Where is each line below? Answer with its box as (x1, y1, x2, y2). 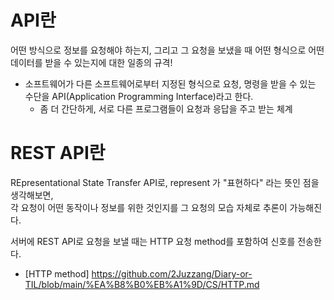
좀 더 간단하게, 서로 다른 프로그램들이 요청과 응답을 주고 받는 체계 (39, 102, 293, 115)
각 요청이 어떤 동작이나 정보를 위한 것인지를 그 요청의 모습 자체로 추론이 (10, 201, 288, 213)
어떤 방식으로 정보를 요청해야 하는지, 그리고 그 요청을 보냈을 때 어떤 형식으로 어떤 (10, 44, 325, 56)
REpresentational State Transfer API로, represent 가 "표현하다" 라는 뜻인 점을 (10, 176, 320, 188)
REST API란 (10, 142, 106, 165)
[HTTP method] (24, 267, 90, 280)
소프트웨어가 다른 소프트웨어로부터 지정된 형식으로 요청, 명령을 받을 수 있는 (24, 77, 317, 90)
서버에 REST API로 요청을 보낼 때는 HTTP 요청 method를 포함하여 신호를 (10, 235, 296, 247)
